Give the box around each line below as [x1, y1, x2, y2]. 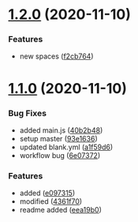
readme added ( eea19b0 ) [19, 205, 103, 215]
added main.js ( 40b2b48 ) [19, 125, 103, 135]
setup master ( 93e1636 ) [19, 134, 98, 143]
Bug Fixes [8, 107, 47, 119]
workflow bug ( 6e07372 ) [19, 150, 101, 160]
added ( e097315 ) [19, 188, 76, 198]
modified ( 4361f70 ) [19, 197, 83, 206]
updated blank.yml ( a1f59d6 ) [19, 142, 114, 152]
